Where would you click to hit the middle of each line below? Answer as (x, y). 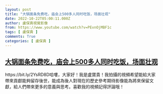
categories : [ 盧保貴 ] (28, 41)
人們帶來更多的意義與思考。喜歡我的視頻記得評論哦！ (71, 86)
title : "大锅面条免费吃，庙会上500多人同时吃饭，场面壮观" (58, 14)
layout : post (18, 9)
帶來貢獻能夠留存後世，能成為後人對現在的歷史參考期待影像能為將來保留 (77, 80)
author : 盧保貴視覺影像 (26, 23)
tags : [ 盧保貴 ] (21, 32)
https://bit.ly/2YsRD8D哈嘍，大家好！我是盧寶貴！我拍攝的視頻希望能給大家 (81, 74)
